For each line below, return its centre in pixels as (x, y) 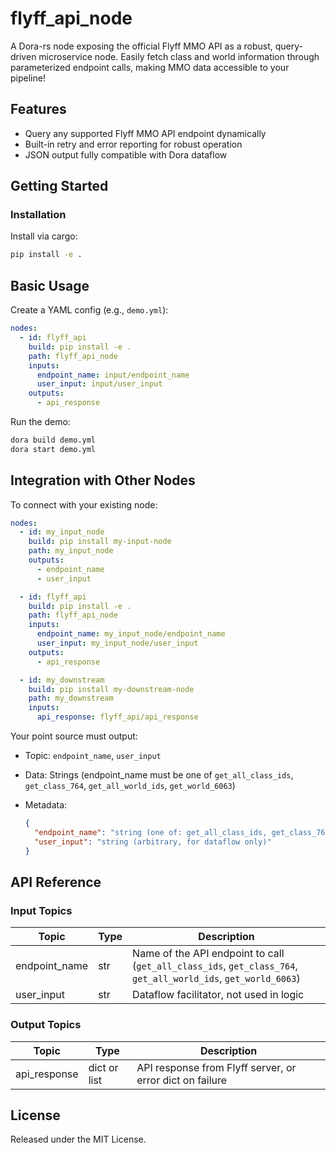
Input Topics (41, 910)
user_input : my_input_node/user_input (117, 643)
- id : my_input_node (62, 532)
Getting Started (59, 186)
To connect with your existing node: (84, 504)
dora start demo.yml (53, 449)
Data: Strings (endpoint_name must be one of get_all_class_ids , (159, 775)
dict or (103, 1067)
